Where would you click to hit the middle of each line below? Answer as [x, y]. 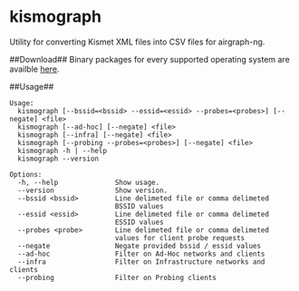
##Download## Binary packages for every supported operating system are [149, 59]
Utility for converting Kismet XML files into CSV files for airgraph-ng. [137, 42]
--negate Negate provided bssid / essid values [139, 246]
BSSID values [140, 206]
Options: [26, 174]
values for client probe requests [180, 238]
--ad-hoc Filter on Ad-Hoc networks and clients [141, 254]
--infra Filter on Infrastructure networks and [141, 262]
